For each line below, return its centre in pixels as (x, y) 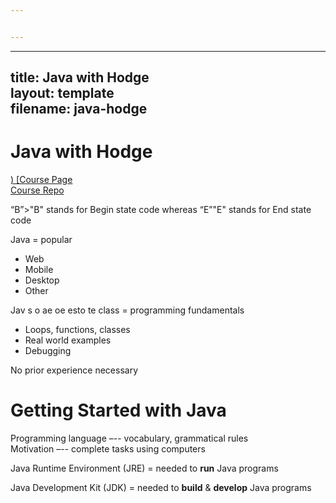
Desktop (42, 280)
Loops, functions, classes (77, 330)
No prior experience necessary (74, 370)
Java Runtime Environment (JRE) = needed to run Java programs (144, 468)
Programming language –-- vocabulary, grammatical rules (129, 438)
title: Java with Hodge (80, 77)
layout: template (62, 93)
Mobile (39, 270)
